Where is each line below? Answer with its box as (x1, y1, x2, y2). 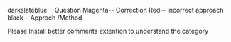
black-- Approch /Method (7, 13, 82, 22)
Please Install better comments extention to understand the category (7, 27, 209, 35)
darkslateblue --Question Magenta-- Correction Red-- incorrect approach (7, 6, 224, 14)
